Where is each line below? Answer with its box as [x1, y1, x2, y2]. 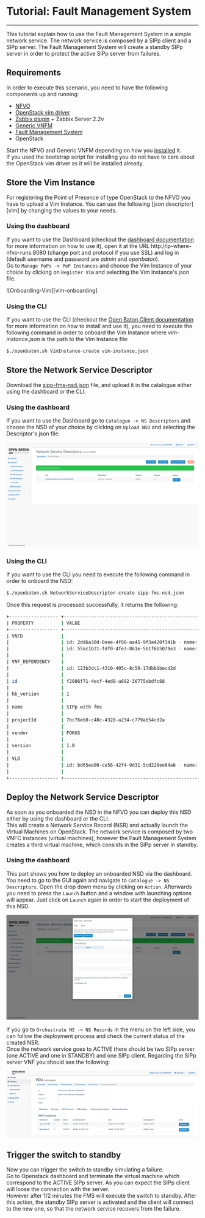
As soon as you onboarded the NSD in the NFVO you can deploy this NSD [6, 808, 192, 816]
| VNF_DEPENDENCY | [6, 659, 64, 665]
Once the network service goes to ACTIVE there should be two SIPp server [6, 1045, 195, 1053]
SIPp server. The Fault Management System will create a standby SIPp [6, 43, 183, 50]
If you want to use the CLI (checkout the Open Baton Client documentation [6, 316, 194, 323]
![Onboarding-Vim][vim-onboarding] [6, 287, 98, 294]
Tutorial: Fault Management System [6, 4, 192, 18]
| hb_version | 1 [6, 691, 70, 697]
